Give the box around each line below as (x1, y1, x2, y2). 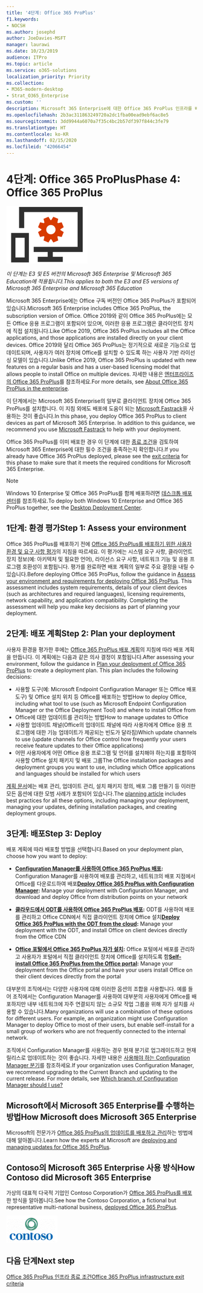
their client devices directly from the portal (14, 973, 121, 980)
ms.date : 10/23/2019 (6, 48, 59, 54)
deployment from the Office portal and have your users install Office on (14, 966, 193, 974)
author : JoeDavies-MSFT (6, 35, 66, 42)
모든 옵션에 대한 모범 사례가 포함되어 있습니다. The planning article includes (6, 790, 186, 797)
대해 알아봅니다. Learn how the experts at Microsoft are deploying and (6, 1137, 177, 1144)
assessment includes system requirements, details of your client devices (6, 584, 187, 591)
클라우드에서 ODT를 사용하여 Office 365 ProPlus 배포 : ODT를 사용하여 (14, 906, 184, 913)
